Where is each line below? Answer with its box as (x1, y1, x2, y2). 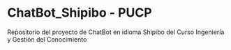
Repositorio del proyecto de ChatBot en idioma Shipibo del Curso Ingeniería (7, 28, 225, 36)
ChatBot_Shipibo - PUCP (7, 5, 152, 21)
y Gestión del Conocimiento (7, 35, 87, 43)
